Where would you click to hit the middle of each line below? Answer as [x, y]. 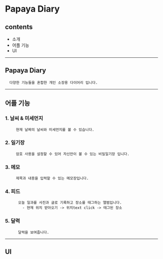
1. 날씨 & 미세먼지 [24, 119]
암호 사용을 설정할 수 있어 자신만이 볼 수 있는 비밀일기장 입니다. [73, 154]
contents [19, 27]
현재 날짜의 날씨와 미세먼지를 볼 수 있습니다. [55, 130]
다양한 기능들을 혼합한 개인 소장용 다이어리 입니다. [54, 83]
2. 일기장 [15, 143]
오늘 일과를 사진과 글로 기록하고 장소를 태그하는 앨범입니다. [70, 203]
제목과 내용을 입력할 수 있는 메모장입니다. [52, 178]
